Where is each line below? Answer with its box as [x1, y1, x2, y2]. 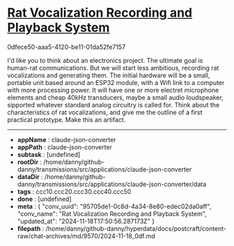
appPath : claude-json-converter [17, 143, 113, 151]
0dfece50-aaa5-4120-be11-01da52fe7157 [7, 43, 126, 51]
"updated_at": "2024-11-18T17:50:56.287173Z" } [17, 217, 155, 225]
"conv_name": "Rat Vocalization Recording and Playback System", [17, 209, 207, 217]
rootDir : [17, 157, 42, 166]
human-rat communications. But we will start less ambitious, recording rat [7, 63, 219, 72]
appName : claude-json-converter [17, 135, 116, 144]
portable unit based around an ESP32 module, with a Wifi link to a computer [7, 78, 225, 86]
